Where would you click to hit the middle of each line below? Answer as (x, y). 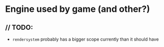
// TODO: (19, 27)
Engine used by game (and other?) (78, 9)
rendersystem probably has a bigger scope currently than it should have (85, 39)
